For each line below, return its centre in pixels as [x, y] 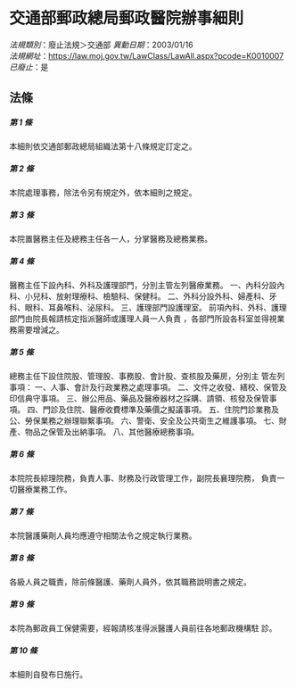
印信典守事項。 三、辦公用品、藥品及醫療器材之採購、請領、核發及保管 [139, 399]
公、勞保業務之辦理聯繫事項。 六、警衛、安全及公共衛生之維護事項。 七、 [144, 421]
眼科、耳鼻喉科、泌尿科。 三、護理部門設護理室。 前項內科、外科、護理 [156, 308]
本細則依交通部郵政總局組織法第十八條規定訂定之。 [103, 146]
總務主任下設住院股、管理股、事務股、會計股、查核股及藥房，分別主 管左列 [147, 377]
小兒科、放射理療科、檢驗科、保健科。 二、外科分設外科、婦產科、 [147, 296]
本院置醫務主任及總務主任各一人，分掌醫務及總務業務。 [111, 239]
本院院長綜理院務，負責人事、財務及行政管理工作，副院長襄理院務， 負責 [143, 478]
